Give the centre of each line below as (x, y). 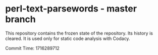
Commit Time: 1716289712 (32, 48)
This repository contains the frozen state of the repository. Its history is (79, 33)
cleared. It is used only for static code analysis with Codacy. (68, 38)
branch (21, 19)
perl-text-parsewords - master (71, 9)
